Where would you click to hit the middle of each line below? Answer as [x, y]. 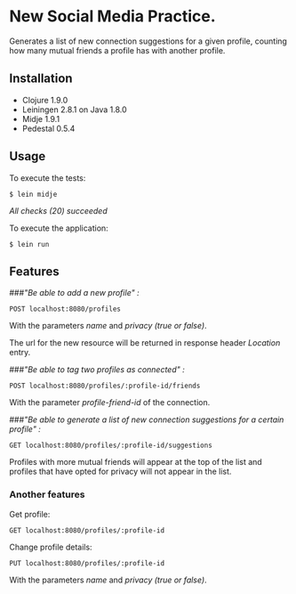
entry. [20, 353]
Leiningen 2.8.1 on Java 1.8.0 [74, 110]
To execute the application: [59, 228]
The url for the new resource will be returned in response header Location [145, 343]
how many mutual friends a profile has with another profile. [117, 50]
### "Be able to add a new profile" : [74, 293]
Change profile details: [51, 547]
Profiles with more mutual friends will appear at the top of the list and [136, 462]
